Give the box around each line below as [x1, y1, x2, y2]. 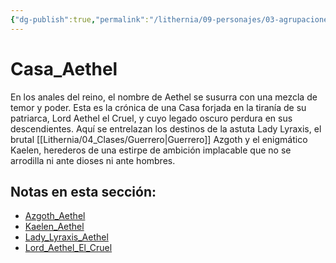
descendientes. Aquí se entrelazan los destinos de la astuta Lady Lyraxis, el [10, 122, 322, 135]
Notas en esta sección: [10, 183, 157, 200]
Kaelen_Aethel [24, 221, 85, 233]
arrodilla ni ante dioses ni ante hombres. [10, 154, 176, 166]
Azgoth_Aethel [24, 210, 86, 222]
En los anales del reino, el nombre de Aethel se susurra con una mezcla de [10, 91, 318, 103]
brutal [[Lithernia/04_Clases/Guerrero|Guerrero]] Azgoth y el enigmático [10, 133, 308, 145]
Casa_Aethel [10, 57, 118, 80]
